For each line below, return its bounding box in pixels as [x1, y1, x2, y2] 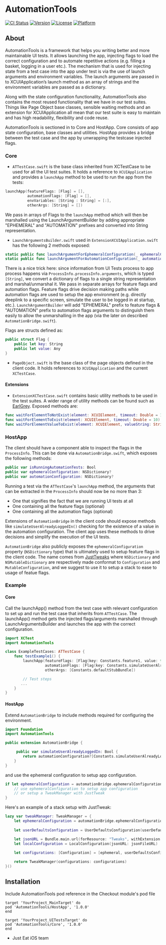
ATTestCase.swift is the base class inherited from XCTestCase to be [12, 164, 151, 170]
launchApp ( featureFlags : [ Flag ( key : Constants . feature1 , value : [23, 659, 158, 664]
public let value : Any [14, 346, 61, 352]
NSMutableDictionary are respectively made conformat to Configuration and [5, 559, 160, 565]
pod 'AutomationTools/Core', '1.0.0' [5, 922, 83, 927]
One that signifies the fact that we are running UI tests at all [12, 498, 133, 504]
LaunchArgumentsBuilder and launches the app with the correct [5, 621, 136, 627]
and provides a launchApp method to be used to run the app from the [12, 174, 152, 180]
